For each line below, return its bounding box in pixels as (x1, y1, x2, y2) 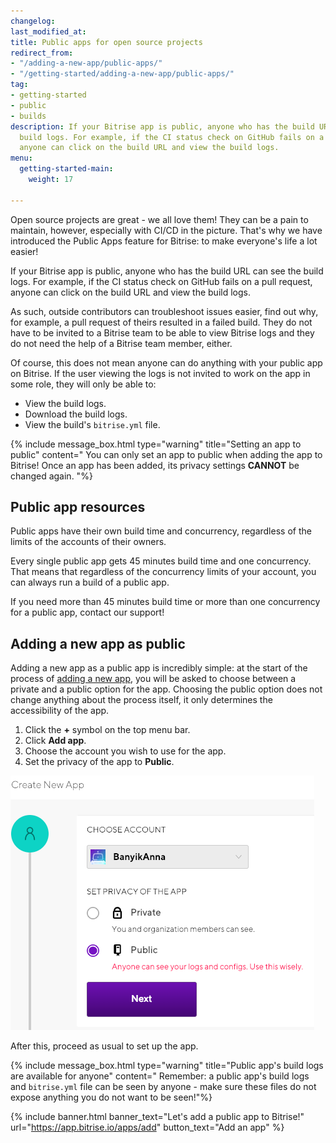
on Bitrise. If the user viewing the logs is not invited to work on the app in (10, 367, 311, 379)
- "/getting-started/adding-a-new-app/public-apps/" (10, 69, 235, 79)
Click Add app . (24, 735, 87, 747)
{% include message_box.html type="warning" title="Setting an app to (10, 438, 302, 450)
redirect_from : (10, 48, 74, 58)
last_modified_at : (10, 26, 87, 37)
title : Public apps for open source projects (10, 37, 203, 47)
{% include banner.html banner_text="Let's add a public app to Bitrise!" (10, 1111, 305, 1123)
